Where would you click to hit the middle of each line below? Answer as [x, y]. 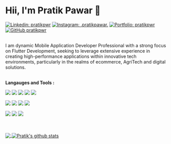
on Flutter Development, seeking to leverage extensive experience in [78, 51]
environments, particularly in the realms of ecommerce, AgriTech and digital [85, 61]
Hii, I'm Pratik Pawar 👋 [53, 11]
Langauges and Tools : [30, 83]
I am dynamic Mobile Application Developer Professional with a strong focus [86, 45]
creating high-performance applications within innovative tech [71, 56]
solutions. [16, 67]
